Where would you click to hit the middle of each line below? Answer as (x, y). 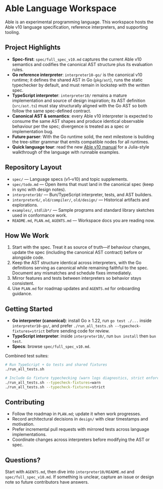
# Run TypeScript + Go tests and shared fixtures (56, 365)
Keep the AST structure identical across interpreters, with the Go (77, 263)
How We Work (27, 235)
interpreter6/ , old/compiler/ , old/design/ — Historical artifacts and (81, 200)
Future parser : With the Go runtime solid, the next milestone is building (83, 136)
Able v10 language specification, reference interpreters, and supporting (76, 27)
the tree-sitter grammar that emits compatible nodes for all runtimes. (81, 142)
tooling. (13, 32)
